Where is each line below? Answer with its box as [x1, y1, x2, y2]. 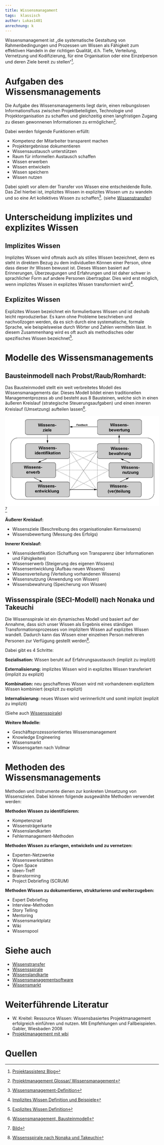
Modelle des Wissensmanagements [5, 352, 154, 363]
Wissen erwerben [12, 159, 48, 165]
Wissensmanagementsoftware [12, 977, 74, 982]
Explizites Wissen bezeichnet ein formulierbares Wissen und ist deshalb [5, 308, 150, 314]
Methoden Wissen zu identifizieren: [5, 808, 80, 814]
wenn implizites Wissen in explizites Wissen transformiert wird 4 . [5, 281, 134, 287]
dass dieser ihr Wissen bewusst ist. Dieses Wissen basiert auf [5, 265, 130, 271]
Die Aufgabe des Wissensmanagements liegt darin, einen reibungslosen [5, 103, 150, 108]
